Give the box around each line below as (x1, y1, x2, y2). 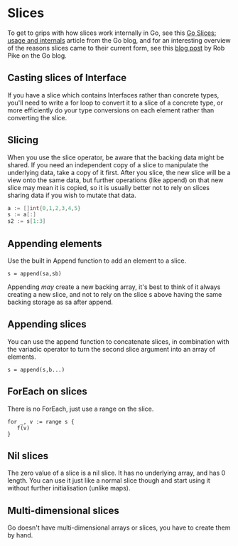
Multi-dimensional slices (7, 504, 119, 517)
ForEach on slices (7, 386, 87, 398)
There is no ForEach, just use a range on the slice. (7, 404, 154, 413)
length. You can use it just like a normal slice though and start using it (7, 476, 211, 485)
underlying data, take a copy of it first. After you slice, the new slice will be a (7, 168, 231, 177)
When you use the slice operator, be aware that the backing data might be (7, 153, 225, 162)
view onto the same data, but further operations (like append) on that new (7, 176, 224, 184)
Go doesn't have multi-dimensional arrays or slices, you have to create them (7, 523, 231, 532)
